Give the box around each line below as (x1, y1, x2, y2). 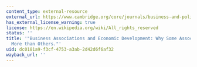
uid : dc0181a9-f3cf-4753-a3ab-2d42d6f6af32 (6, 47, 114, 52)
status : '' (6, 30, 33, 36)
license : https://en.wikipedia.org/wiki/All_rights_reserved (6, 24, 159, 31)
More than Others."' (11, 41, 62, 47)
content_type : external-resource (6, 8, 88, 15)
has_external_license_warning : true (6, 19, 96, 25)
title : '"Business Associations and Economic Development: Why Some (6, 36, 177, 41)
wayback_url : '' (6, 52, 46, 58)
